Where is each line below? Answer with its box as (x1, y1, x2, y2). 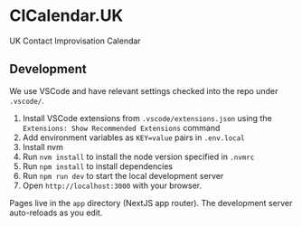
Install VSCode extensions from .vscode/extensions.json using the (22, 112, 273, 123)
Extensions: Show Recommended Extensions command (22, 122, 221, 133)
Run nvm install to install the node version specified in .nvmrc (22, 151, 255, 162)
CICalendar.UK (9, 5, 124, 26)
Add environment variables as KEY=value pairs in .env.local (22, 132, 246, 143)
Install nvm (22, 141, 63, 152)
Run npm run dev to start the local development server (22, 170, 224, 181)
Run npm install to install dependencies (22, 160, 174, 172)
